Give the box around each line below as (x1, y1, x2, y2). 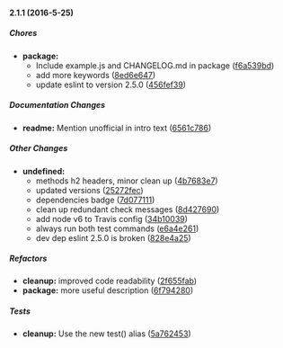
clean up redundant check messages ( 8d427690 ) (35, 203, 220, 215)
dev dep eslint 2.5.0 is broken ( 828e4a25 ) (35, 232, 191, 243)
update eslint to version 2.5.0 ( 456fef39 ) (35, 79, 187, 90)
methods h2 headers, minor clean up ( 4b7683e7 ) (35, 175, 218, 186)
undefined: (22, 165, 66, 176)
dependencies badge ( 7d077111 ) (35, 194, 155, 205)
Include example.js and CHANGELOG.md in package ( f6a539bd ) (35, 59, 275, 71)
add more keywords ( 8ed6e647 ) (35, 69, 156, 80)
